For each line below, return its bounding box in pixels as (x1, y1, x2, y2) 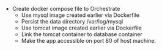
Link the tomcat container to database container (21, 31, 142, 38)
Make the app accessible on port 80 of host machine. (21, 37, 156, 44)
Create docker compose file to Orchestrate (12, 5, 120, 12)
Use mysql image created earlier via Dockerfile (21, 11, 139, 19)
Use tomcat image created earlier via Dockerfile (21, 24, 142, 31)
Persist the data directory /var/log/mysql (21, 18, 123, 25)
